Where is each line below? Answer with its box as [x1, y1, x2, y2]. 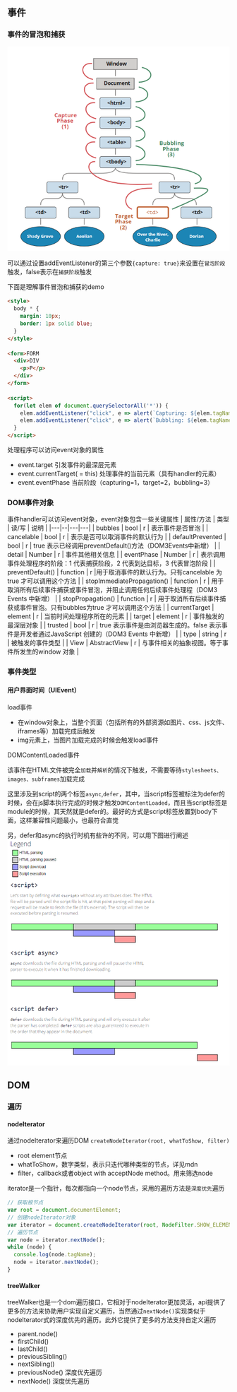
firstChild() [17, 1338, 49, 1346]
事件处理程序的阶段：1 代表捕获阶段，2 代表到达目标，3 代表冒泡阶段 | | [7, 559, 216, 567]
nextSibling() [17, 1359, 55, 1369]
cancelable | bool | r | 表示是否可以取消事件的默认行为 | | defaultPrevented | [7, 533, 227, 541]
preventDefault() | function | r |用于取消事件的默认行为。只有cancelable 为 [7, 568, 222, 577]
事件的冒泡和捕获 [7, 30, 66, 40]
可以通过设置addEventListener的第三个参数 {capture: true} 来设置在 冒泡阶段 [7, 259, 226, 267]
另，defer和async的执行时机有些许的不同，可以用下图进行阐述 [7, 831, 189, 839]
